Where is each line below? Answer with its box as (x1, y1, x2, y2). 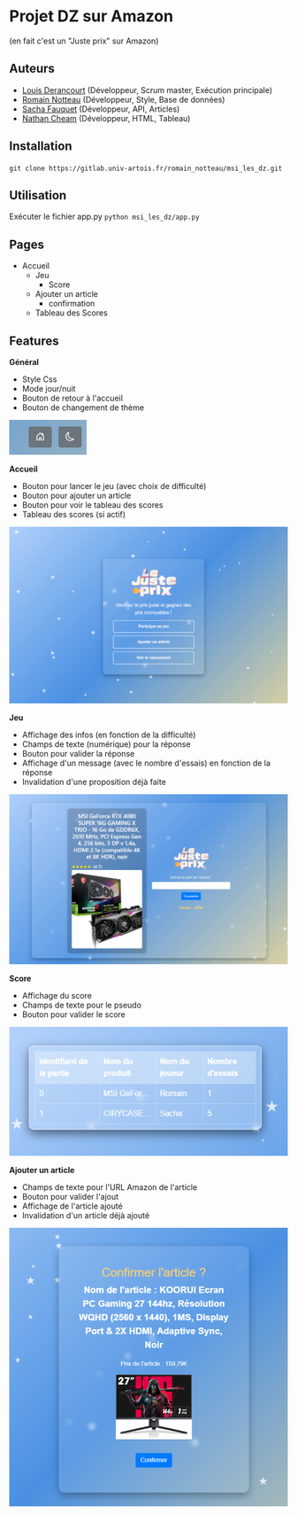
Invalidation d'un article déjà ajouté (21, 1210, 150, 1220)
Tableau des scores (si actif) (21, 509, 126, 519)
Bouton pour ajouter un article (21, 490, 132, 501)
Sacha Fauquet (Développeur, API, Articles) (21, 104, 180, 114)
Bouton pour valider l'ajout (21, 1192, 119, 1201)
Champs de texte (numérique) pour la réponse (21, 739, 192, 750)
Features (9, 333, 59, 348)
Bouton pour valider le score (21, 1009, 126, 1020)
